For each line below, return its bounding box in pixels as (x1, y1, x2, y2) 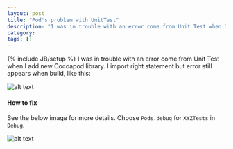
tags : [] (7, 36, 33, 43)
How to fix (7, 98, 37, 107)
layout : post (7, 10, 45, 17)
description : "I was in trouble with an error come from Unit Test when (7, 23, 222, 30)
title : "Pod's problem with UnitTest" (7, 17, 119, 23)
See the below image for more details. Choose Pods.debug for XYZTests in (7, 114, 216, 122)
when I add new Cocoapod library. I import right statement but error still (7, 62, 213, 70)
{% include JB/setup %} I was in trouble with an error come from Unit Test (7, 54, 220, 63)
